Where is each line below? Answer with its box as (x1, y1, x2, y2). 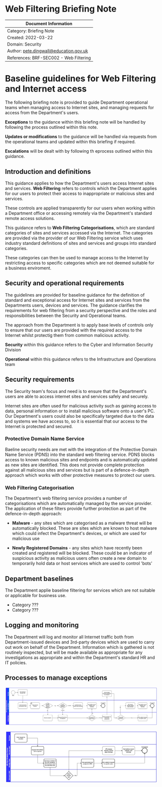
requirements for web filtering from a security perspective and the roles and (5, 307, 157, 313)
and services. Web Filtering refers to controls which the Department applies (5, 185, 157, 191)
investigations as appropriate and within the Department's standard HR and (5, 654, 155, 660)
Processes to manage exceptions (5, 674, 107, 682)
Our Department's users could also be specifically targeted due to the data (5, 413, 154, 419)
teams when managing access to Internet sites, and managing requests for (5, 105, 154, 110)
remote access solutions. (5, 215, 55, 221)
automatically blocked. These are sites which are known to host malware (12, 525, 157, 531)
